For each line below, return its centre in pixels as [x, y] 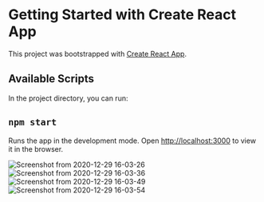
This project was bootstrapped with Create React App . [98, 53]
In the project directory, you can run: [68, 98]
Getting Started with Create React [122, 15]
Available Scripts [51, 79]
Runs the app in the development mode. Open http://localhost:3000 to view [132, 141]
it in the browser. [36, 149]
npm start [33, 123]
